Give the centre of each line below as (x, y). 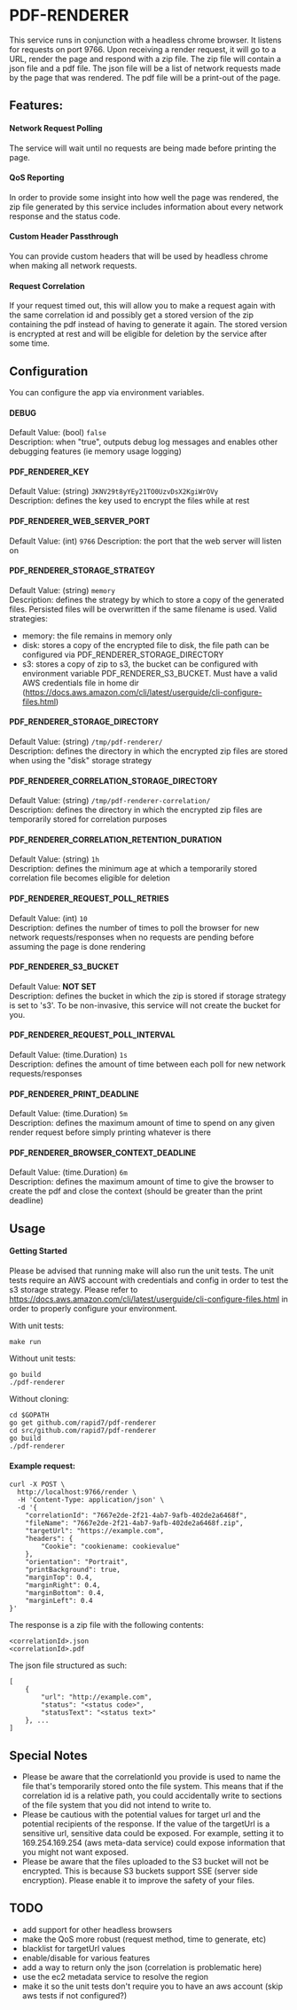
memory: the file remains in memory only (97, 636)
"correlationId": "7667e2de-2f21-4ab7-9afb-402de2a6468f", (137, 1516)
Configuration (49, 371)
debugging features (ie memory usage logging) (95, 451)
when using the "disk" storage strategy (81, 760)
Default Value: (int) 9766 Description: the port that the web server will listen (145, 541)
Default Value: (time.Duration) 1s (69, 1054)
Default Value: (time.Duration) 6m (69, 1172)
